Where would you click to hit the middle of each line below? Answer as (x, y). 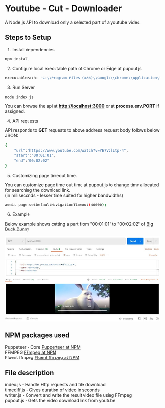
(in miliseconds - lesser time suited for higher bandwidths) (64, 195)
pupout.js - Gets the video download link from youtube (60, 400)
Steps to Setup (28, 38)
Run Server (24, 87)
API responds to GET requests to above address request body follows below (82, 130)
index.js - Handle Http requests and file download (55, 384)
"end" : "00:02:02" (32, 161)
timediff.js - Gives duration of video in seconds (52, 390)
